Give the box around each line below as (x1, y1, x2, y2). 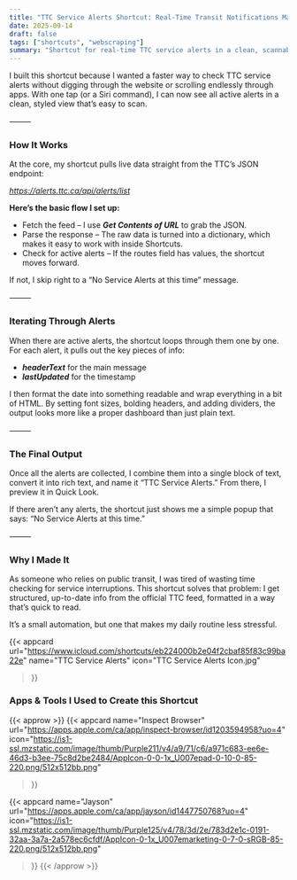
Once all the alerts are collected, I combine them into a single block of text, (9, 468, 282, 479)
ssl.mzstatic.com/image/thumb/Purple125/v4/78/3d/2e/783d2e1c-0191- (9, 824, 270, 835)
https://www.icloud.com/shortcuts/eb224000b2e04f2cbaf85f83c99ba (27, 646, 286, 657)
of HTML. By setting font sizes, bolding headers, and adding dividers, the (9, 398, 276, 409)
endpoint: (9, 168, 44, 179)
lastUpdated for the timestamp (21, 371, 136, 382)
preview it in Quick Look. (9, 487, 99, 497)
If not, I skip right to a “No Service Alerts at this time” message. (9, 275, 239, 285)
